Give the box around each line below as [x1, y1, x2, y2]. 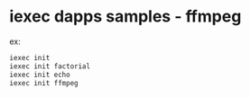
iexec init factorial [9, 61, 91, 71]
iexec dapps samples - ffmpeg [9, 6, 242, 27]
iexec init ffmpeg [9, 78, 79, 87]
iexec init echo [9, 70, 70, 79]
